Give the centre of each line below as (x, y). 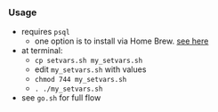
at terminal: (42, 51)
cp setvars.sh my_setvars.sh (89, 61)
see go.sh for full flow (61, 98)
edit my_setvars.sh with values (90, 69)
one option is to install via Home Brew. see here (121, 41)
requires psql (45, 32)
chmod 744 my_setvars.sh (81, 80)
